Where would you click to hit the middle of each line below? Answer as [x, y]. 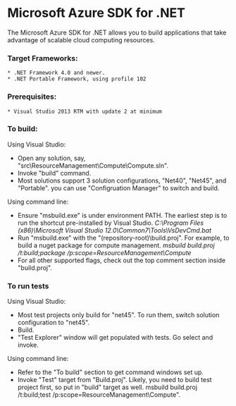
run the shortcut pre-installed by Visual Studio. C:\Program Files [111, 223]
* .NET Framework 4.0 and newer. [56, 73]
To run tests [28, 285]
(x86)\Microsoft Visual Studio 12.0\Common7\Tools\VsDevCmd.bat [114, 230]
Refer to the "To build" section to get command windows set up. [111, 372]
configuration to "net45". [54, 323]
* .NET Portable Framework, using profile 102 [77, 79]
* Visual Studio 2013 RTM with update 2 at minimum [85, 111]
